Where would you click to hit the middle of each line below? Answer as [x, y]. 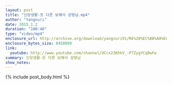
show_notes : [18, 62]
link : [11, 48]
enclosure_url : [21, 39]
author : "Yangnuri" [26, 19]
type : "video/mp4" [25, 34]
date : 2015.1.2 [21, 24]
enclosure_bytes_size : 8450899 [39, 44]
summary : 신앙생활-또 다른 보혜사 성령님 [43, 58]
